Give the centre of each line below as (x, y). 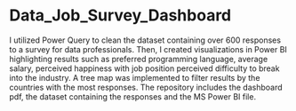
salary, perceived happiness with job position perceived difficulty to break (144, 68)
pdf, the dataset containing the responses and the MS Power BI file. (132, 96)
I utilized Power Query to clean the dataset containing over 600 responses (145, 40)
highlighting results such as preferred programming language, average (139, 59)
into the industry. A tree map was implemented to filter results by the (135, 77)
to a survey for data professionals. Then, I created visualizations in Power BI (148, 49)
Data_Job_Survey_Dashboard (120, 16)
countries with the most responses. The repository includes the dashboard (146, 87)
